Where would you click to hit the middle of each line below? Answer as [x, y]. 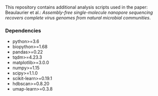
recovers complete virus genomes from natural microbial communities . [78, 18]
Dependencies [23, 30]
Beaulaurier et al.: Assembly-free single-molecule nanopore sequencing [79, 12]
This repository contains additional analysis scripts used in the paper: [77, 7]
